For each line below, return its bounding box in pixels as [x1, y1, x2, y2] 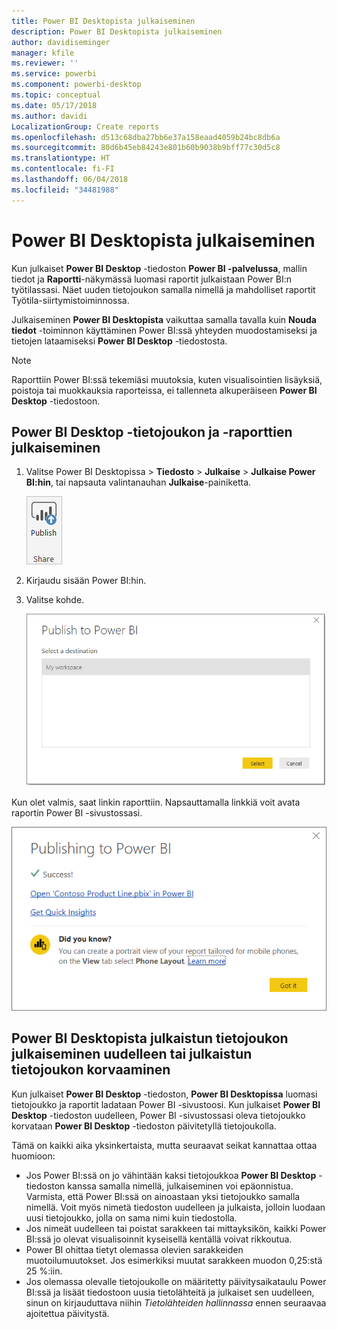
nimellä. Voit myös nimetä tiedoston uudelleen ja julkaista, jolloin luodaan [25, 1201, 326, 1213]
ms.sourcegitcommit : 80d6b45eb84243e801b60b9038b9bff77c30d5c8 [11, 143, 281, 153]
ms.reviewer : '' [11, 58, 79, 69]
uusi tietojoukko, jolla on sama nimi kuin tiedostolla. [25, 1211, 238, 1224]
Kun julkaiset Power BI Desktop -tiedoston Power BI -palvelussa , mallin [11, 262, 308, 274]
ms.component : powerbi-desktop [11, 80, 142, 90]
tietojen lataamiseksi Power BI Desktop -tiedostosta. [11, 335, 228, 347]
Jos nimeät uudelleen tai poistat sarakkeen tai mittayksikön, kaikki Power [25, 1222, 327, 1234]
